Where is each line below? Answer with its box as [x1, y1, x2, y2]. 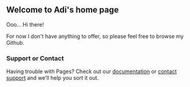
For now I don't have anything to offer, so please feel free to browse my [6, 33, 184, 40]
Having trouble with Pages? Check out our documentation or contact [6, 68, 177, 75]
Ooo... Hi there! [6, 21, 44, 28]
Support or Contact [6, 54, 65, 62]
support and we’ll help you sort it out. [6, 74, 99, 82]
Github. [6, 39, 25, 46]
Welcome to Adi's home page [6, 5, 119, 15]
